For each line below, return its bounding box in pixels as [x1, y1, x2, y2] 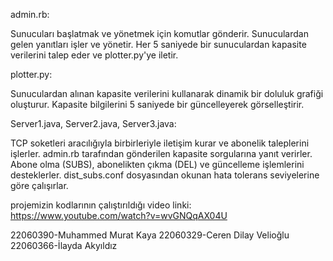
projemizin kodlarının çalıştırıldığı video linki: [10, 199, 192, 211]
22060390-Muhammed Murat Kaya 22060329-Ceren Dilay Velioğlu [10, 229, 290, 241]
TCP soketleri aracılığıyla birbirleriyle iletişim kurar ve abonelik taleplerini [10, 137, 310, 149]
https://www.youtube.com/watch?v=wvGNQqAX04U [10, 210, 228, 221]
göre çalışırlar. [10, 180, 69, 191]
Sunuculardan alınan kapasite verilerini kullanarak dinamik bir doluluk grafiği [10, 88, 324, 99]
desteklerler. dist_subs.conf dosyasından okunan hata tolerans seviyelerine [10, 169, 320, 181]
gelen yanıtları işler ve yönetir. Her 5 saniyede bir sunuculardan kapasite [10, 39, 307, 50]
